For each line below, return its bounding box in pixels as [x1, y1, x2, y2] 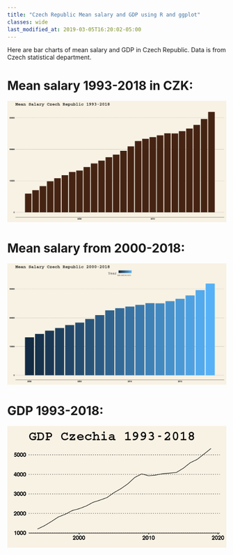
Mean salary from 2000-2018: [7, 240, 186, 256]
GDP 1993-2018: [7, 403, 104, 419]
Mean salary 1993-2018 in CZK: [7, 77, 193, 93]
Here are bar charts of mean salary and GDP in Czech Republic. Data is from [7, 46, 226, 54]
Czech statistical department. [7, 53, 92, 62]
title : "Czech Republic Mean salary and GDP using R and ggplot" [7, 11, 200, 18]
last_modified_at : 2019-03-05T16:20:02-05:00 [7, 26, 141, 33]
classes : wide [7, 18, 49, 26]
